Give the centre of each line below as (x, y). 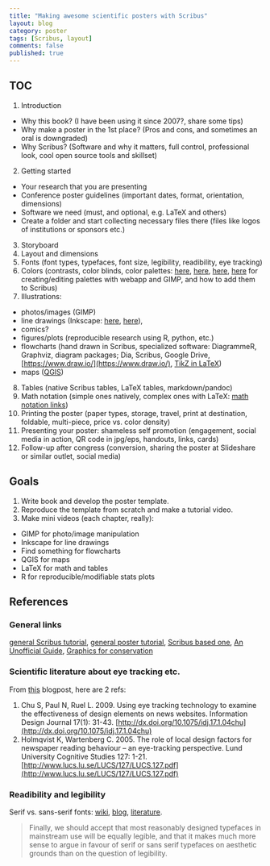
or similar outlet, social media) (71, 456)
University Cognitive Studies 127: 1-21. (84, 756)
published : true (36, 53)
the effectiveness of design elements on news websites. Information (134, 714)
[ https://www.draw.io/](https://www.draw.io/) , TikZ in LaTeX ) (121, 363)
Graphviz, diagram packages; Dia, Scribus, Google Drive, (115, 355)
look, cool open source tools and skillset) (89, 155)
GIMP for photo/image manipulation (80, 534)
